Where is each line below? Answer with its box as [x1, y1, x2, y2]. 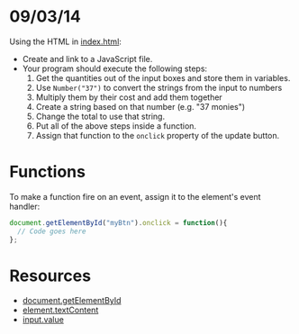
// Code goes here [17, 227, 87, 236]
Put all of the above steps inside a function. [35, 120, 196, 131]
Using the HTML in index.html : [9, 36, 122, 47]
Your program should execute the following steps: [22, 63, 208, 74]
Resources [9, 266, 92, 285]
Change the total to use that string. [35, 111, 165, 122]
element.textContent [22, 304, 99, 316]
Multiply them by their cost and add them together [35, 92, 222, 103]
